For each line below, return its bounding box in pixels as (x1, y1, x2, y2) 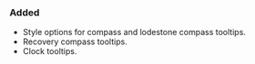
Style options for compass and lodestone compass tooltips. (22, 27, 246, 38)
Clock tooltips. (22, 46, 77, 57)
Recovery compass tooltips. (22, 36, 127, 47)
